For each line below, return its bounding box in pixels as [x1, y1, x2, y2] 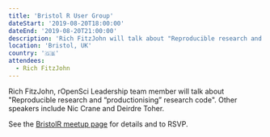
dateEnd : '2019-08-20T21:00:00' [8, 27, 117, 35]
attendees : [8, 57, 45, 65]
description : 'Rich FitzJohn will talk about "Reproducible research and [8, 34, 263, 43]
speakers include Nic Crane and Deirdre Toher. [8, 103, 165, 113]
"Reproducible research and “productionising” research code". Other [8, 94, 238, 105]
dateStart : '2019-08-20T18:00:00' [8, 19, 125, 27]
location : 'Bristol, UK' [8, 42, 92, 50]
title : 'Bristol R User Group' [8, 11, 114, 20]
